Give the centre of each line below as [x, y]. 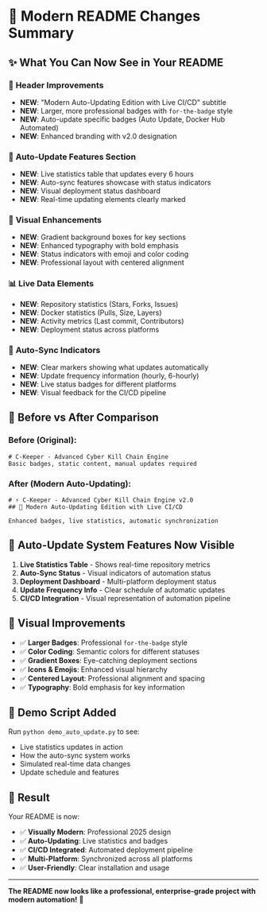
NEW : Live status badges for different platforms [98, 384]
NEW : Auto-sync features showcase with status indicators [115, 183]
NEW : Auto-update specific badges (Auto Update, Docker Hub [122, 119]
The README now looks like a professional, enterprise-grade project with [132, 891]
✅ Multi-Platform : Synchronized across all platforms [106, 859]
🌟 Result [29, 797]
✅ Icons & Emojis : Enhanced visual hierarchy [94, 669]
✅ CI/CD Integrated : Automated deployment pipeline [106, 850]
